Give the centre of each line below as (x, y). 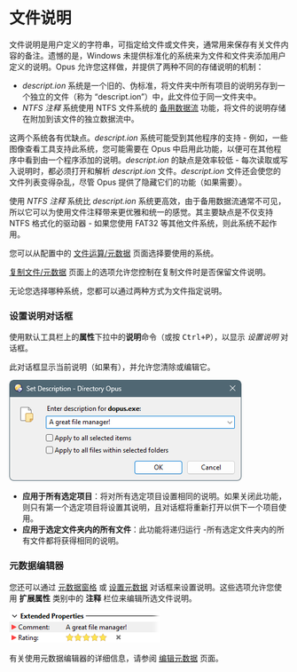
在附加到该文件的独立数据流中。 (80, 119)
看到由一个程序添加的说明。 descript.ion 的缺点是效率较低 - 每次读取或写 (156, 160)
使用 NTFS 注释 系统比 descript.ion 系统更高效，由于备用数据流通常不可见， (148, 201)
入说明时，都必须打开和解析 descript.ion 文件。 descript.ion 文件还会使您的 (145, 170)
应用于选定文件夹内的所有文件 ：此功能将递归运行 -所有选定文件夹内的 (149, 530)
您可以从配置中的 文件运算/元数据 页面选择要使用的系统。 (114, 253)
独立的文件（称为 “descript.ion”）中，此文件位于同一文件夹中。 (145, 96)
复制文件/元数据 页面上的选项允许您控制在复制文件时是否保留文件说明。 (140, 272)
